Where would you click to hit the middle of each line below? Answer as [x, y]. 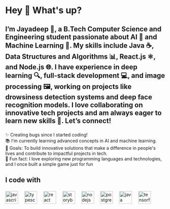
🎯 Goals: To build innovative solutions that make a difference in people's [80, 148]
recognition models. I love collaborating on [74, 105]
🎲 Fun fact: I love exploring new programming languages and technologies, [83, 158]
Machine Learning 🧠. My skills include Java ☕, [79, 45]
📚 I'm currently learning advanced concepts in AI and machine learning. [81, 141]
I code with [23, 180]
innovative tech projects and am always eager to [83, 113]
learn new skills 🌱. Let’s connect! [58, 121]
